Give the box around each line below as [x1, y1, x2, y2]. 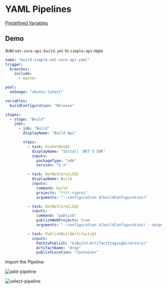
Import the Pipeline [5, 259, 44, 265]
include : [14, 71, 32, 76]
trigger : [5, 62, 23, 67]
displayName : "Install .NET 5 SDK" [31, 148, 106, 154]
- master [18, 76, 37, 81]
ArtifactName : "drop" [36, 245, 81, 250]
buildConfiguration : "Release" [9, 103, 75, 108]
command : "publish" [36, 213, 77, 218]
